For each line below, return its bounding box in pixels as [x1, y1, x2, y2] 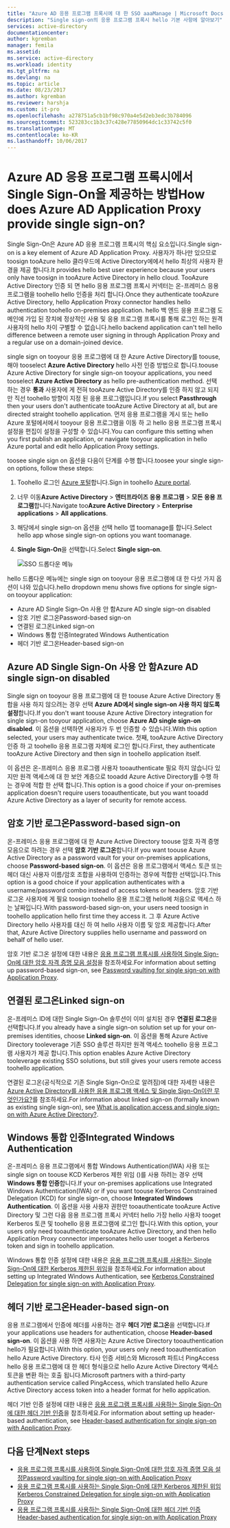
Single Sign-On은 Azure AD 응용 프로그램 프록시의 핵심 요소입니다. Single [7, 240, 206, 248]
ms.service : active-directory [7, 55, 94, 62]
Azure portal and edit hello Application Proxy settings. [7, 442, 159, 451]
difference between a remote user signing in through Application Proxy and [7, 331, 220, 339]
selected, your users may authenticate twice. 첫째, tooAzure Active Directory [7, 733, 224, 741]
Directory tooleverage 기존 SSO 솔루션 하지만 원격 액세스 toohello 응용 [7, 1040, 200, 1048]
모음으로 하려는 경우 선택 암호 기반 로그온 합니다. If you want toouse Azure [7, 846, 206, 854]
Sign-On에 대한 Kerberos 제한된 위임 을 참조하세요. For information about [7, 1265, 205, 1273]
